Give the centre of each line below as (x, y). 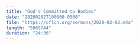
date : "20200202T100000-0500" (43, 17)
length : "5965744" (29, 28)
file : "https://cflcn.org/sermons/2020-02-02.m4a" (70, 22)
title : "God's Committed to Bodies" (51, 11)
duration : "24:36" (29, 33)
